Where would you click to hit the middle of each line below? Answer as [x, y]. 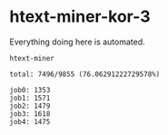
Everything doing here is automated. [77, 42]
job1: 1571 [30, 98]
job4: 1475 [30, 121]
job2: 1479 [30, 106]
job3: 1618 [30, 114]
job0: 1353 [30, 90]
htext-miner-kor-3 [80, 17]
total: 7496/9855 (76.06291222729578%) [85, 74]
